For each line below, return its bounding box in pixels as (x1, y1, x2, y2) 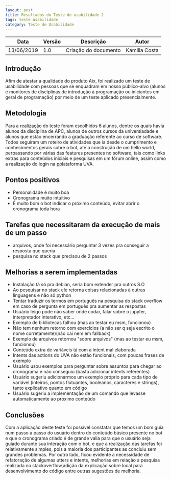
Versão (43, 38, 61, 45)
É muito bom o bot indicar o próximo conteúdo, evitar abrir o (12, 200, 140, 206)
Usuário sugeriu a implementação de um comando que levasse (12, 390, 146, 396)
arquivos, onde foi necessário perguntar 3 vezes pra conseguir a (12, 242, 149, 248)
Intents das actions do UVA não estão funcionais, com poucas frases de (12, 352, 165, 358)
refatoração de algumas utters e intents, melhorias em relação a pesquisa (5, 457, 160, 463)
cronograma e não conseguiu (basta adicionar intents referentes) (12, 369, 150, 375)
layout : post (5, 7, 33, 13)
